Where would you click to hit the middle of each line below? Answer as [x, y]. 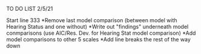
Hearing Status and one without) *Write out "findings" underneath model [97, 27]
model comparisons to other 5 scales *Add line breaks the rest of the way [98, 39]
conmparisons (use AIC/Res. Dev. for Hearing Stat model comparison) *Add [101, 33]
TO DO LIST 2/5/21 [30, 9]
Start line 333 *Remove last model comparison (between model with [92, 20]
